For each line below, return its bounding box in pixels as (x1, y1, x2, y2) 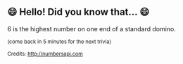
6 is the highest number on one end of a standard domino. (7, 24, 176, 33)
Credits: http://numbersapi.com (7, 50, 83, 57)
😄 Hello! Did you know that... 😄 (7, 6, 150, 18)
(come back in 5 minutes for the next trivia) (7, 38, 111, 45)
